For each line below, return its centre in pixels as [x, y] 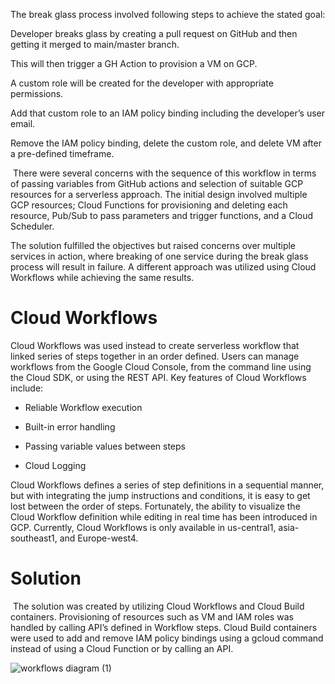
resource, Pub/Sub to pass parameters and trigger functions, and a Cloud [162, 215]
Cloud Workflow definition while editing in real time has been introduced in [164, 516]
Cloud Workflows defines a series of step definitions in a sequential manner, [167, 485]
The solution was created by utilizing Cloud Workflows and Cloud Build [158, 606]
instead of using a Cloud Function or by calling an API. [122, 648]
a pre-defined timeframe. [62, 153]
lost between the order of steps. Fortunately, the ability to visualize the [155, 506]
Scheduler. [32, 226]
